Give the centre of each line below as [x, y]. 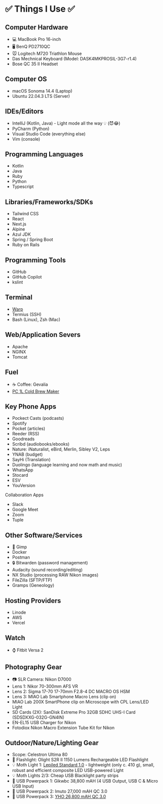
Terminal [19, 297]
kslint [18, 282]
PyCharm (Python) [31, 129]
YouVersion [24, 486]
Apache [20, 346]
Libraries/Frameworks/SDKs [49, 202]
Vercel [18, 622]
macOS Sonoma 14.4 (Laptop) [42, 91]
